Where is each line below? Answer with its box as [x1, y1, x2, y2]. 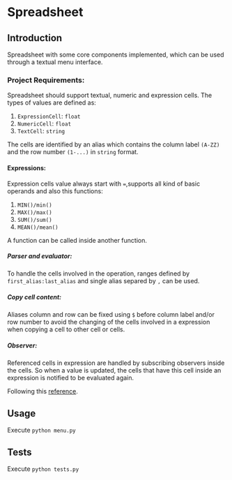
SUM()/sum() [17, 216, 52, 223]
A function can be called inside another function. [7, 236, 148, 244]
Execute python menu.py [7, 426, 76, 435]
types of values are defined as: [7, 98, 96, 107]
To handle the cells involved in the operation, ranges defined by [7, 269, 190, 278]
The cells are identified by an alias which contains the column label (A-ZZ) [7, 140, 220, 149]
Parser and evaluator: [7, 252, 72, 260]
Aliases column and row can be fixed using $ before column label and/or [7, 310, 215, 319]
